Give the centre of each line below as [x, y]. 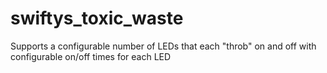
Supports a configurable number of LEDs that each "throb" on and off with [163, 46]
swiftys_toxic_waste [97, 18]
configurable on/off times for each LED [91, 56]
